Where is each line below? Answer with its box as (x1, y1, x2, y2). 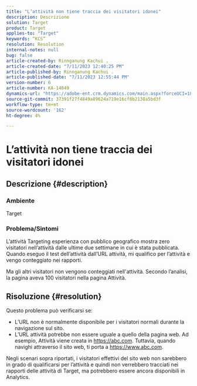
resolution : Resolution (6, 42, 64, 48)
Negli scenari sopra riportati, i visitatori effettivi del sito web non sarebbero (6, 355, 187, 362)
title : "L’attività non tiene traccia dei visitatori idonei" (6, 8, 161, 15)
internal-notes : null (6, 47, 59, 53)
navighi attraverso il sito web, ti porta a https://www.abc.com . (14, 344, 164, 351)
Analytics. (6, 374, 30, 381)
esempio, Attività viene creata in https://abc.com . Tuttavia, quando (14, 337, 176, 344)
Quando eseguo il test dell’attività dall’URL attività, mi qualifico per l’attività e (6, 251, 191, 258)
